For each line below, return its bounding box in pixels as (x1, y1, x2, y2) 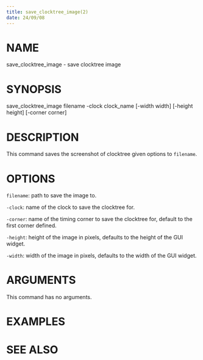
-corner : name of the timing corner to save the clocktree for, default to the (6, 216, 193, 223)
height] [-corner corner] (6, 109, 67, 116)
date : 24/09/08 (6, 15, 45, 21)
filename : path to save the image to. (6, 192, 97, 199)
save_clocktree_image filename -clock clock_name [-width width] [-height (6, 102, 193, 110)
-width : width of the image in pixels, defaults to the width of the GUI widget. (6, 252, 197, 259)
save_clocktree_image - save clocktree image (6, 61, 121, 68)
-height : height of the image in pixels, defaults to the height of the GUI (6, 234, 183, 241)
